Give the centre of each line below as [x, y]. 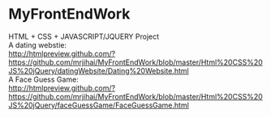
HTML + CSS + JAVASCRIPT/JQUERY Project [84, 36]
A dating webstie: [38, 44]
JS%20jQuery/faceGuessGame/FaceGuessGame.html [99, 105]
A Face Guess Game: [43, 79]
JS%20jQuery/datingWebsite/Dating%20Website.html [99, 70]
